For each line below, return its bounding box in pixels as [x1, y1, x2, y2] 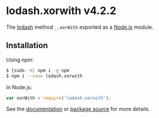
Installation [6, 41, 48, 50]
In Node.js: [6, 83, 32, 90]
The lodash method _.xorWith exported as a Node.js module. [6, 23, 154, 31]
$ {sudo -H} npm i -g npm [6, 68, 69, 73]
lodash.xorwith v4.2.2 [6, 4, 117, 18]
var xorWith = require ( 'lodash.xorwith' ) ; [6, 95, 111, 101]
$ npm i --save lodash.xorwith [6, 73, 83, 79]
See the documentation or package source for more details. [6, 106, 151, 113]
